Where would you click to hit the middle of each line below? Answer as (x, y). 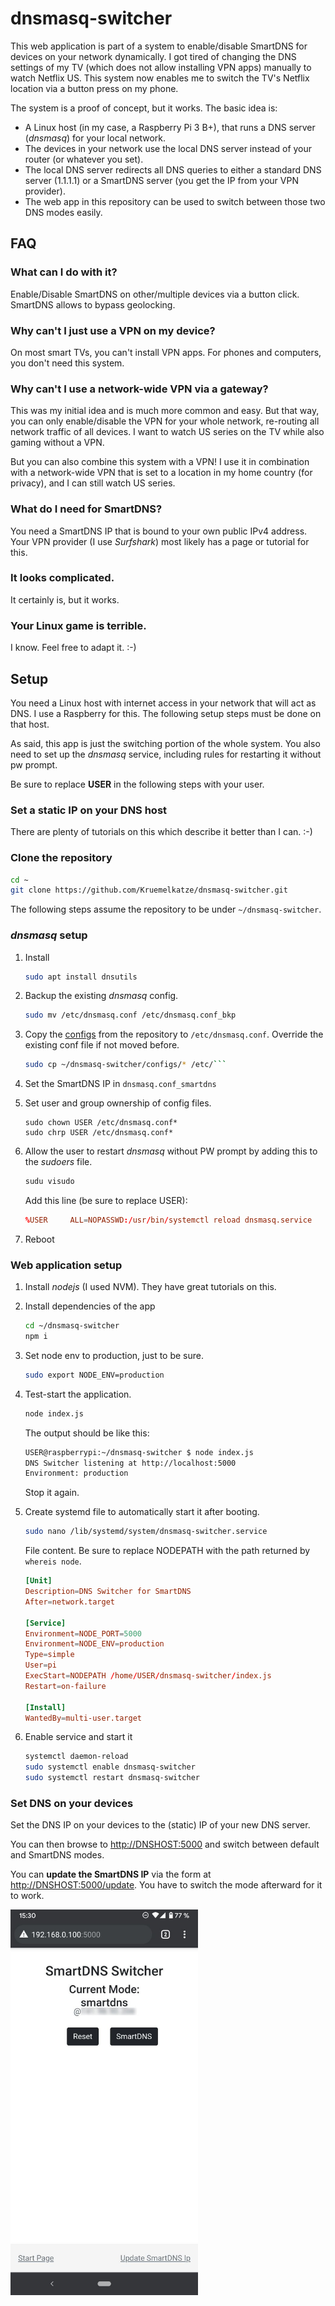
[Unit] (38, 1581)
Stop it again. (52, 1493)
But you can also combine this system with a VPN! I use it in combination (160, 462)
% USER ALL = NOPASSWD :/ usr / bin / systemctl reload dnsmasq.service (168, 1220)
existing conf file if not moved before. (102, 1045)
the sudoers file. (58, 1162)
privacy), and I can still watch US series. (93, 483)
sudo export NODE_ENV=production (94, 1375)
